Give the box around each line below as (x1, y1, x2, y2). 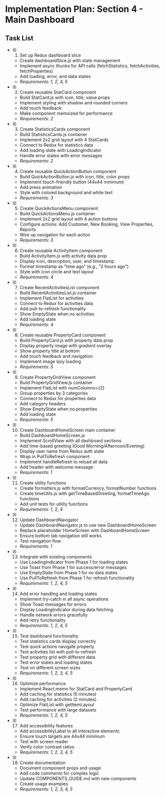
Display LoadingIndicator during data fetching (19, 607, 113, 612)
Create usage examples (19, 781, 68, 787)
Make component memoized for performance (19, 110, 113, 116)
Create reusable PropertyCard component (19, 332, 106, 338)
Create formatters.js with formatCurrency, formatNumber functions (19, 485, 157, 491)
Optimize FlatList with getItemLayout (19, 702, 95, 708)
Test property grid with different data (19, 654, 96, 660)
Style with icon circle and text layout (19, 269, 94, 274)
